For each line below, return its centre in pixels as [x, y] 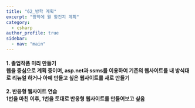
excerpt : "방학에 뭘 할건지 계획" [43, 17]
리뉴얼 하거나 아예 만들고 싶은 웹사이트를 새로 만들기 [71, 78]
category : [18, 22]
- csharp [22, 28]
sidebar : [17, 39]
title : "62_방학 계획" [31, 11]
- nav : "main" [28, 44]
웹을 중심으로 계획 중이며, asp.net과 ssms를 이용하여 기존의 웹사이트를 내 [90, 71]
